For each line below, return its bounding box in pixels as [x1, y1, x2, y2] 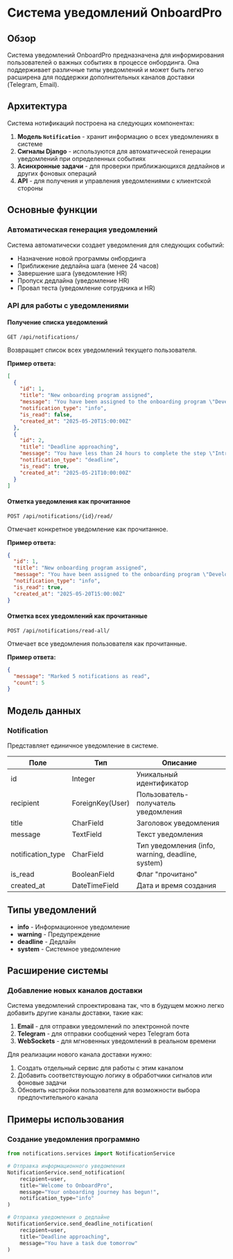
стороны [17, 184, 43, 192]
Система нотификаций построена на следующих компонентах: [7, 119, 195, 127]
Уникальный [136, 769, 178, 779]
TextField [71, 829, 103, 839]
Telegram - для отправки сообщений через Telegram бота [17, 1029, 190, 1038]
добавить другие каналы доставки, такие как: [7, 1008, 144, 1017]
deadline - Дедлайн [17, 937, 76, 945]
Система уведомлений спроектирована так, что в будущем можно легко [7, 1002, 225, 1010]
